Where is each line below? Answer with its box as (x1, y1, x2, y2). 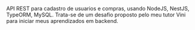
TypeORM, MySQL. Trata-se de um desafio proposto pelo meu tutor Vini (6, 11, 186, 18)
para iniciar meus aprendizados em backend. (6, 18, 119, 24)
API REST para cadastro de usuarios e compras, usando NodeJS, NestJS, (6, 5, 190, 12)
